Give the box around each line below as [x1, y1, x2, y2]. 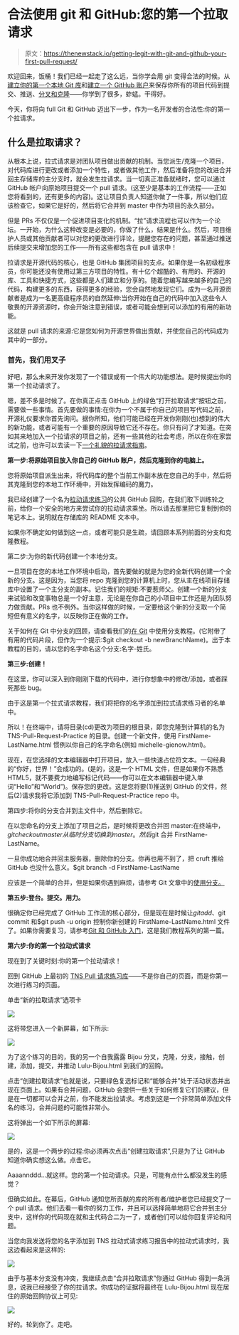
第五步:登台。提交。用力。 [7, 893, 85, 902]
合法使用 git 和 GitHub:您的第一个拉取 [7, 6, 228, 23]
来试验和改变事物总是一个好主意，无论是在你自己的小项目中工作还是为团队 [7, 594, 225, 602]
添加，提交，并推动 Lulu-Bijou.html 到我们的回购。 [19, 1061, 167, 1070]
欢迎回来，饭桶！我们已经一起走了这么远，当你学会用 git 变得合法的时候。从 [7, 72, 230, 80]
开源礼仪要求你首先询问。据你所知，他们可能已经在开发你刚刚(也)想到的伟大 [7, 414, 230, 423]
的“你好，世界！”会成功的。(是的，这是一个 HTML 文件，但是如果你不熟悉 [7, 765, 224, 773]
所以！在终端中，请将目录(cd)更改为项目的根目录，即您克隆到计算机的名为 [7, 723, 225, 731]
